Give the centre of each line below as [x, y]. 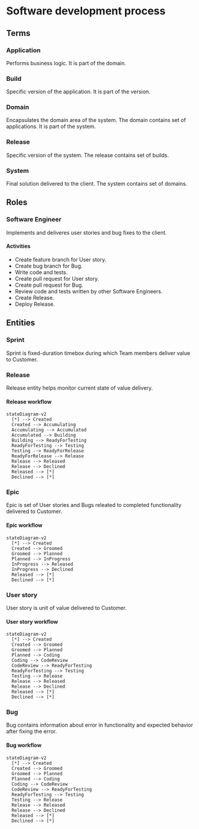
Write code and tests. [41, 272]
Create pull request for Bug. [49, 285]
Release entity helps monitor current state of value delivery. [80, 388]
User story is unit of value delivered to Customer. [67, 608]
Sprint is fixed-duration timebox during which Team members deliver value [98, 353]
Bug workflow [24, 745]
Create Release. [34, 297]
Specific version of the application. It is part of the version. [78, 92]
